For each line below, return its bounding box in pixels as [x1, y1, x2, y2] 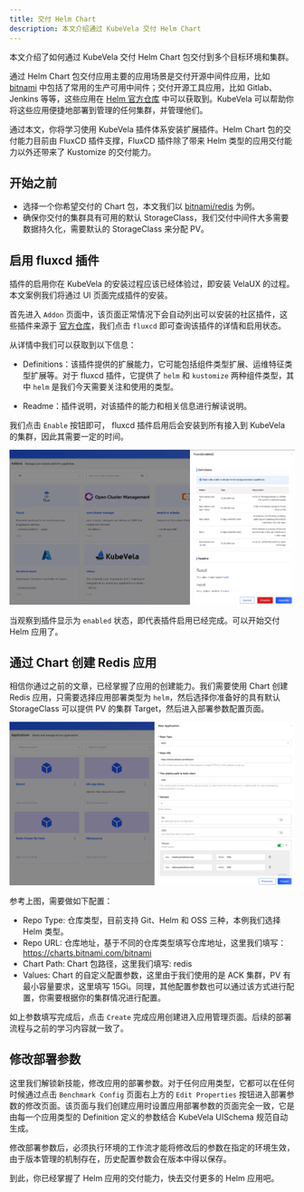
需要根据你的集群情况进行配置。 [46, 992, 166, 1003]
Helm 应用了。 [9, 625, 63, 637]
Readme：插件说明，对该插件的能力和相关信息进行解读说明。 [22, 401, 252, 412]
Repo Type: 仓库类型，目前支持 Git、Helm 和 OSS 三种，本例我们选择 [22, 914, 281, 925]
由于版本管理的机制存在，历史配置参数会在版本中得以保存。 [9, 1153, 232, 1164]
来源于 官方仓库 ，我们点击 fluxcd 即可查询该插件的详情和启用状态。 [33, 320, 287, 331]
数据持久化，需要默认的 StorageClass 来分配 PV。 [22, 224, 210, 234]
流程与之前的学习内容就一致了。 [9, 1023, 128, 1034]
